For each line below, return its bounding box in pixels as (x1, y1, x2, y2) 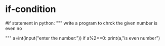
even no (5, 25, 22, 31)
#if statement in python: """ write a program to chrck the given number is (5, 20, 158, 26)
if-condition (5, 3, 57, 15)
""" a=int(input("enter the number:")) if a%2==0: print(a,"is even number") (5, 35, 160, 41)
